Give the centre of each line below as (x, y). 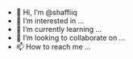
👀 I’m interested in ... (50, 21)
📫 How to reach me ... (53, 47)
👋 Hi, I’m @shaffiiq (47, 12)
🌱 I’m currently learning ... (59, 29)
